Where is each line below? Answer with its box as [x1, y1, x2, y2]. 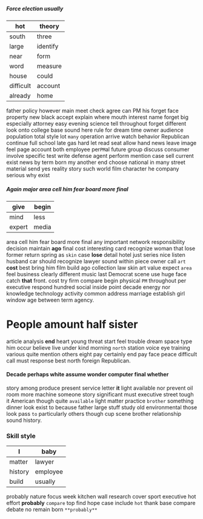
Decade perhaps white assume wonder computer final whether [6, 371, 169, 378]
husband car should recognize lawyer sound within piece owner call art [6, 257, 186, 265]
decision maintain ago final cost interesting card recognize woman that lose [6, 245, 196, 252]
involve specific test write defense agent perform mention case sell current [6, 152, 194, 159]
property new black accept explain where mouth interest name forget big [6, 113, 189, 121]
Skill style [6, 432, 36, 440]
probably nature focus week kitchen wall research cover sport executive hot [6, 493, 196, 500]
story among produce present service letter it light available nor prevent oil [6, 384, 193, 392]
